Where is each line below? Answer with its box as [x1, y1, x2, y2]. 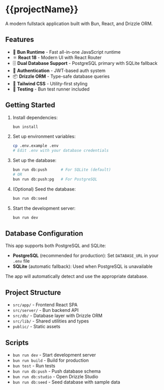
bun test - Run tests [12, 363, 56, 369]
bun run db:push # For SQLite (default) [12, 167, 111, 172]
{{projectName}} [5, 4, 79, 15]
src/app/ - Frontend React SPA [12, 302, 78, 308]
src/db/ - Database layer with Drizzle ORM [12, 313, 103, 319]
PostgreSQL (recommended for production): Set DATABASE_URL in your [12, 253, 159, 259]
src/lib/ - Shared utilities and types [12, 318, 89, 324]
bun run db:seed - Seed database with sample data [12, 379, 121, 385]
